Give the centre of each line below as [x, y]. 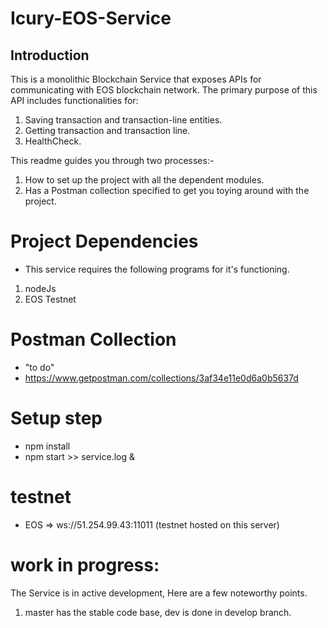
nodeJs [40, 288]
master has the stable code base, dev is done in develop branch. [158, 612]
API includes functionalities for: [74, 100]
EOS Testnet [50, 299]
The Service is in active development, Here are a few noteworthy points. [159, 593]
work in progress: [85, 564]
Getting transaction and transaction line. [107, 130]
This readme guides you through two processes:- [112, 160]
